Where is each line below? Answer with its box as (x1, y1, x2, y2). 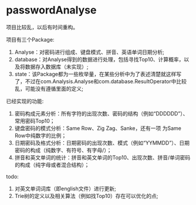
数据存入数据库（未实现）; (25, 63, 89, 70)
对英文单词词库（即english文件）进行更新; (14, 185, 116, 192)
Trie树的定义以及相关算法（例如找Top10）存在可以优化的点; (14, 192, 158, 199)
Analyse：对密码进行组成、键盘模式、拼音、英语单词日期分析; (14, 48, 164, 56)
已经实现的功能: (6, 97, 44, 104)
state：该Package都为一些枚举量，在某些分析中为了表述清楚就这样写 (14, 70, 182, 77)
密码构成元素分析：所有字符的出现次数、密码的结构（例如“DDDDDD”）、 (14, 110, 188, 117)
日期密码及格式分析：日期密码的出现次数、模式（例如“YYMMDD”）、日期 (14, 139, 190, 146)
